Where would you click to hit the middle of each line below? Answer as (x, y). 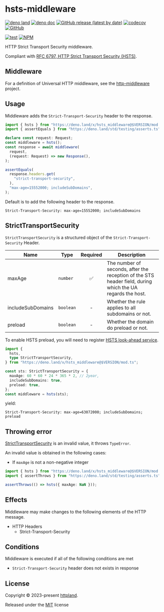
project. (13, 89)
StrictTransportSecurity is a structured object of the (59, 237)
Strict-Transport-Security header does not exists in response (75, 568)
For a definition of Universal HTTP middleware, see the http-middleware (77, 83)
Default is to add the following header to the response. (60, 202)
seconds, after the (128, 269)
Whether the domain (130, 321)
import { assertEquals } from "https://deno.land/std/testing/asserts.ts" (83, 129)
